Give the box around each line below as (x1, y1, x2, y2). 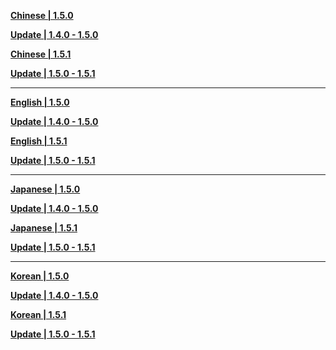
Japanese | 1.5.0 (10, 183, 81, 195)
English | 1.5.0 (10, 96, 70, 108)
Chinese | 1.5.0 (10, 10, 74, 21)
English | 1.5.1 (10, 135, 68, 147)
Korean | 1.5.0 (10, 270, 70, 282)
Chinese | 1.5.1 (10, 48, 72, 60)
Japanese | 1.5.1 (10, 222, 78, 234)
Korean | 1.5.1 (10, 309, 67, 320)
